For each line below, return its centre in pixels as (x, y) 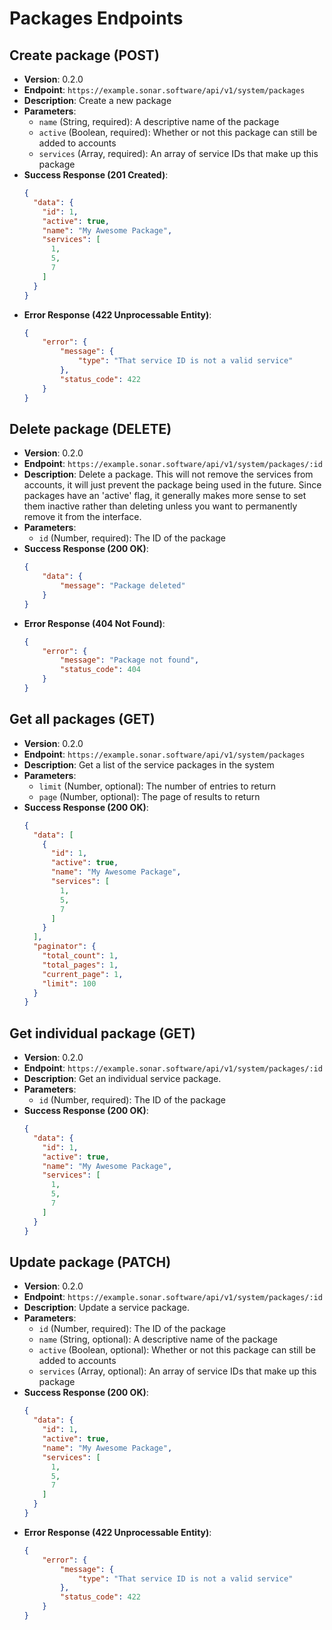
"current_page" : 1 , (83, 974)
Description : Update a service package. (106, 1308)
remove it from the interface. (82, 517)
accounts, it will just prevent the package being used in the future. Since (172, 485)
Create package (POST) (84, 55)
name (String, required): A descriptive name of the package (159, 121)
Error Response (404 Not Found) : (94, 623)
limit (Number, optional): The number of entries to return (157, 786)
